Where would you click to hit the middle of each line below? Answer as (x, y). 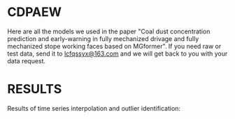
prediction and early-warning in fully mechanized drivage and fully (103, 38)
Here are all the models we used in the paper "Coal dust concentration (109, 31)
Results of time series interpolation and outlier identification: (94, 108)
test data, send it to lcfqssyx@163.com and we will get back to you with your (117, 54)
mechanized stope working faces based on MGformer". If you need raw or (114, 46)
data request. (27, 61)
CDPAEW (34, 12)
